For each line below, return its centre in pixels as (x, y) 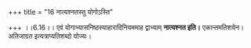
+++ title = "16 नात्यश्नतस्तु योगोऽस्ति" (61, 12)
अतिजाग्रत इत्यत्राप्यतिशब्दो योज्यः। (50, 36)
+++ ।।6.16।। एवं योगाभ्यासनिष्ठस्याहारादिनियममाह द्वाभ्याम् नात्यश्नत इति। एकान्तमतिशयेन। (126, 27)
